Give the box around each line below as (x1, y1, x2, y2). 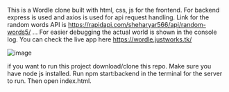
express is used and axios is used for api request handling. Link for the (7, 13, 210, 21)
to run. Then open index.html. (7, 77, 92, 85)
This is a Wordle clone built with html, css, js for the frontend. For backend (7, 6, 220, 14)
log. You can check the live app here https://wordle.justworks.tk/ (7, 35, 192, 44)
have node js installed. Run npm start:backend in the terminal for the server (7, 69, 223, 77)
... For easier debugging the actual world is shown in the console (32, 28, 217, 36)
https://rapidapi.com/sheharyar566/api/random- (68, 21, 206, 28)
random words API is (7, 21, 67, 28)
